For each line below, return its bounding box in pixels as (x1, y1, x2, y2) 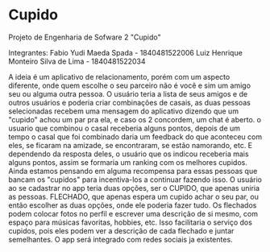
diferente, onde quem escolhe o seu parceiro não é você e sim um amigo (8, 81, 251, 90)
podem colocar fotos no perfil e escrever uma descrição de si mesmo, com (8, 209, 258, 218)
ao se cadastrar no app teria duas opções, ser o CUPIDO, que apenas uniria (8, 183, 260, 192)
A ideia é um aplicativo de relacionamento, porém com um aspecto (8, 72, 231, 81)
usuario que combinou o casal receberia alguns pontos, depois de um (8, 123, 240, 133)
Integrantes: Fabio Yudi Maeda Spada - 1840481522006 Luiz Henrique (8, 48, 243, 57)
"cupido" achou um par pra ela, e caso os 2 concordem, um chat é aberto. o (8, 114, 262, 124)
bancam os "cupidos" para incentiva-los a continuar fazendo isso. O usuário (8, 175, 262, 184)
